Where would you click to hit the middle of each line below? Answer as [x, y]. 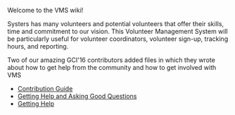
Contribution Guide [45, 89]
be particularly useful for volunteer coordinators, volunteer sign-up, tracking [118, 39]
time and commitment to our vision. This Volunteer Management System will [118, 31]
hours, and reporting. [38, 46]
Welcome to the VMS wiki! [45, 10]
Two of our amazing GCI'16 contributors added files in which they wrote [112, 60]
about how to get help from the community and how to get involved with [112, 67]
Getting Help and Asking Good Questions [77, 96]
